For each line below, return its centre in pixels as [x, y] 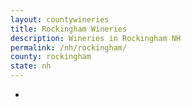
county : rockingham [51, 57]
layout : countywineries [60, 19]
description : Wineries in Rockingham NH [96, 38]
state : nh [31, 66]
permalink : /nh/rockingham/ [69, 47]
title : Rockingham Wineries [69, 29]
